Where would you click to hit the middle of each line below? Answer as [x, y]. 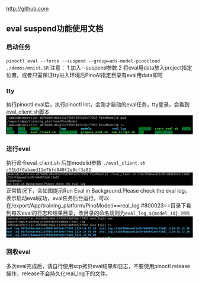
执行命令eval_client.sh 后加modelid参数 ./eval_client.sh [76, 162]
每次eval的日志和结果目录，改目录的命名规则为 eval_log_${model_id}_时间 [100, 213]
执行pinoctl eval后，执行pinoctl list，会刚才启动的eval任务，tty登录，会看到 [98, 104]
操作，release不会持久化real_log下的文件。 [59, 273]
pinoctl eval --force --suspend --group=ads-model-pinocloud [83, 61]
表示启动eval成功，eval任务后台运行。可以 [58, 198]
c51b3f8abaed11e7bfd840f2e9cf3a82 [49, 170]
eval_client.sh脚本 [28, 112]
